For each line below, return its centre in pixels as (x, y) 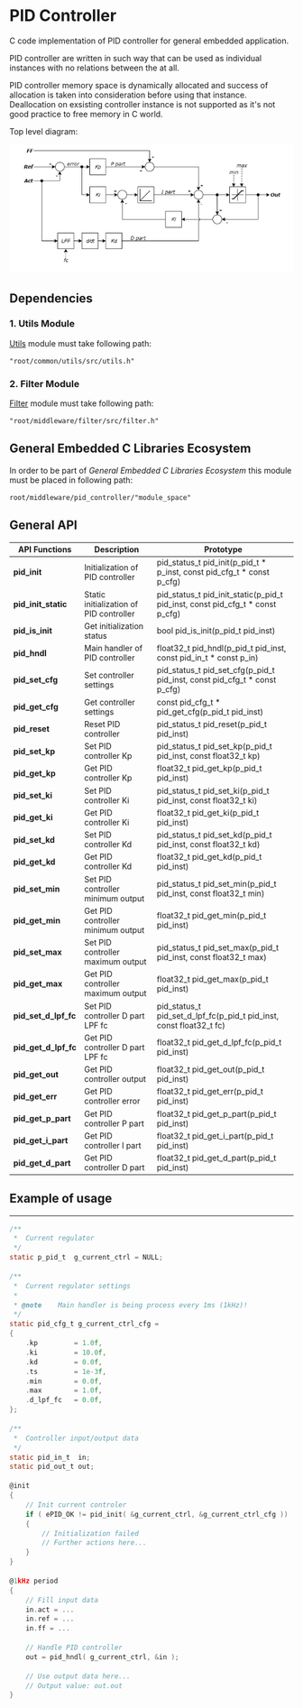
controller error (112, 1101)
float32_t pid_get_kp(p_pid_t (209, 769)
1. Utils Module (42, 324)
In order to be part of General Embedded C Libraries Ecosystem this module (151, 470)
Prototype (224, 549)
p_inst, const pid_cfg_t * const (213, 572)
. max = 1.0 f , (64, 1390)
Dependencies (51, 298)
